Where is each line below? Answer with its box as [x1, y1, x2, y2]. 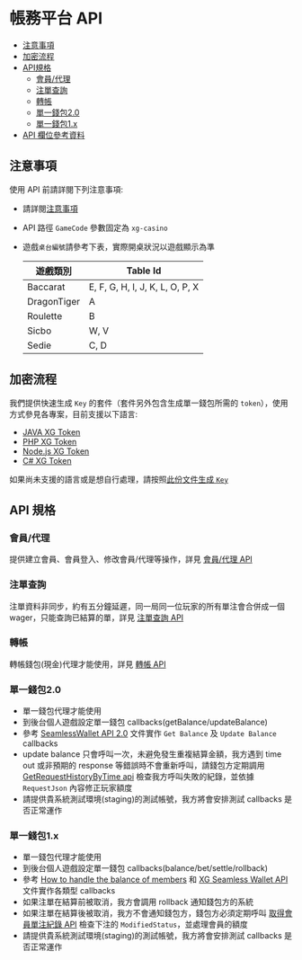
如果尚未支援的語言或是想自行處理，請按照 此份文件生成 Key [9, 474, 229, 484]
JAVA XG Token [22, 426, 81, 437]
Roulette [26, 309, 63, 322]
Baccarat [26, 280, 66, 293]
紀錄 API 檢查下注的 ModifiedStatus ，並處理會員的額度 [46, 919, 249, 930]
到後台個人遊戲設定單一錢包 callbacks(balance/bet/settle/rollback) [22, 863, 268, 874]
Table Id [126, 264, 162, 277]
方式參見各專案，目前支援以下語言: [9, 408, 138, 419]
